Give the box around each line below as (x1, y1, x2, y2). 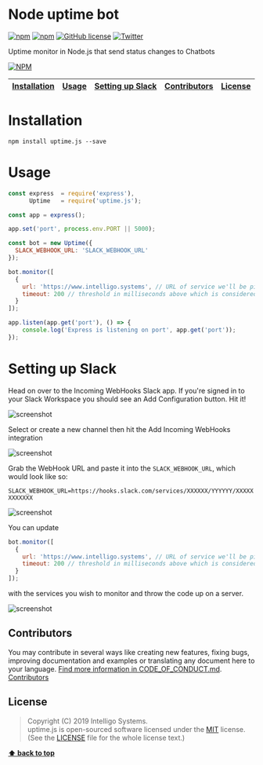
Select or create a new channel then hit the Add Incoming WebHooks (8, 424, 231, 434)
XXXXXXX (8, 493, 34, 502)
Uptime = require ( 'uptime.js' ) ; (28, 196, 142, 205)
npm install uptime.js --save (8, 137, 107, 145)
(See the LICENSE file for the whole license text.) (27, 733, 186, 742)
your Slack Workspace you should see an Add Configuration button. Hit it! (8, 394, 247, 404)
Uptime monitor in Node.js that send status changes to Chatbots (8, 46, 215, 56)
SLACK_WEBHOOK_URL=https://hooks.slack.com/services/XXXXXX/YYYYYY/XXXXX (8, 487, 254, 495)
